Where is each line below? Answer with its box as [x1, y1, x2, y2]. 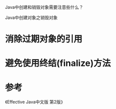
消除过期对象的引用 [5, 34, 83, 45]
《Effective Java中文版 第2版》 [5, 99, 65, 105]
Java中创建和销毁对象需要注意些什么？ [5, 4, 84, 10]
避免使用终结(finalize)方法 [5, 58, 111, 69]
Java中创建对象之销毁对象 [5, 15, 58, 21]
